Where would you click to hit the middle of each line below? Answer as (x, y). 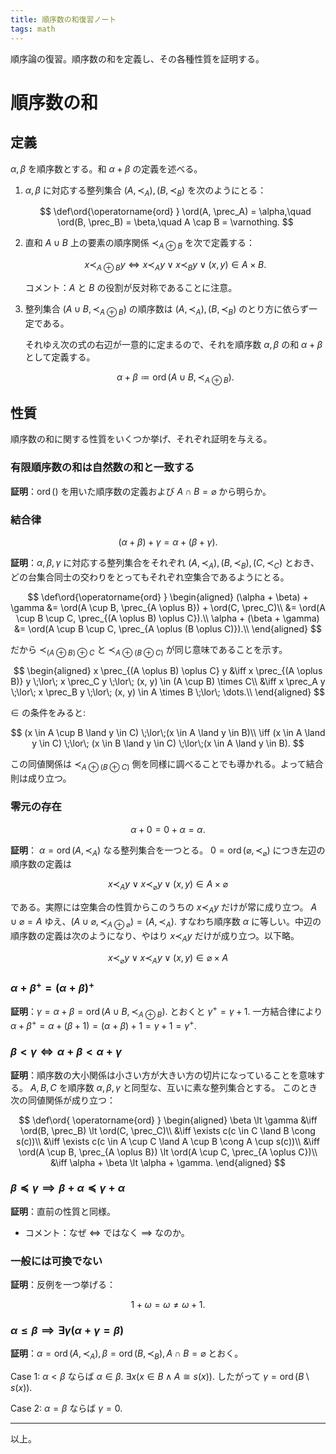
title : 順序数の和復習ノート (63, 19)
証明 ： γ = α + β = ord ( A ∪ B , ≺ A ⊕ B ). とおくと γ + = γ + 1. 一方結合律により (166, 1012)
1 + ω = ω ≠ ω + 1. (168, 1305)
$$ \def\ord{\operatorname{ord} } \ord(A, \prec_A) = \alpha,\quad (175, 212)
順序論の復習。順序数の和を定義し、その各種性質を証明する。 (137, 58)
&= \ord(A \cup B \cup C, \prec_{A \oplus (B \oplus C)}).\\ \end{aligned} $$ (168, 628)
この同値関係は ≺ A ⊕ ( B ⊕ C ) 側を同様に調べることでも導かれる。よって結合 (167, 765)
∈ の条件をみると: (48, 713)
